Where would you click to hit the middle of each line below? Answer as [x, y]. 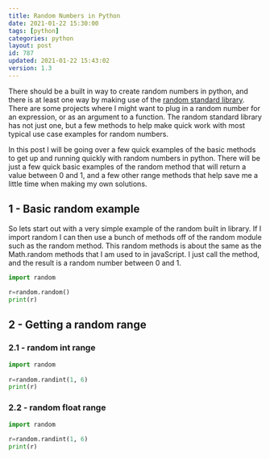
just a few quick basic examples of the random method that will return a [127, 167]
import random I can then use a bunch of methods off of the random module [135, 237]
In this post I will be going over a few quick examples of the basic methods [132, 149]
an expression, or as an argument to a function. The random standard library [135, 117]
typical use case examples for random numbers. [89, 134]
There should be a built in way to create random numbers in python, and [128, 91]
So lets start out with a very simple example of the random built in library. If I [135, 228]
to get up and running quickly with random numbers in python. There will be [134, 158]
